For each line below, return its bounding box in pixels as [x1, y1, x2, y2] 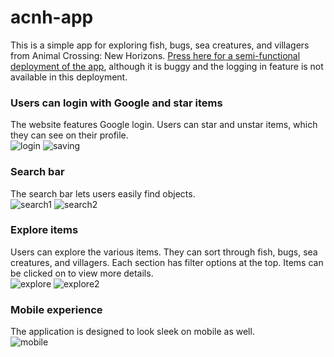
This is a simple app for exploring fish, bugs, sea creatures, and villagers [10, 39, 310, 51]
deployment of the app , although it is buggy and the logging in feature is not [10, 60, 324, 72]
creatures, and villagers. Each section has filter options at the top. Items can [10, 256, 324, 268]
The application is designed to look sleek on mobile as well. [10, 326, 255, 338]
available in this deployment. [10, 71, 128, 83]
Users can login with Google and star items [10, 96, 223, 110]
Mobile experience [10, 302, 103, 316]
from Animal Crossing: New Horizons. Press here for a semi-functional [10, 49, 301, 61]
